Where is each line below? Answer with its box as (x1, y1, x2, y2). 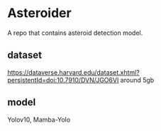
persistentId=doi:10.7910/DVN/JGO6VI (7, 75, 119, 84)
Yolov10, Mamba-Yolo (7, 115, 71, 124)
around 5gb (120, 75, 155, 84)
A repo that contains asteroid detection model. (7, 28, 143, 37)
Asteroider (7, 5, 72, 21)
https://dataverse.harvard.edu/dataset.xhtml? (7, 68, 140, 76)
